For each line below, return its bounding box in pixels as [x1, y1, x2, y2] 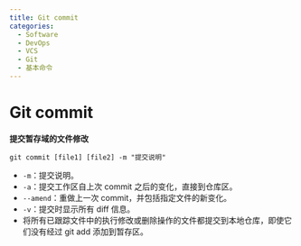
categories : [9, 22, 54, 31]
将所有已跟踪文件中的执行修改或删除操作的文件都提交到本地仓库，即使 [22, 214, 285, 225]
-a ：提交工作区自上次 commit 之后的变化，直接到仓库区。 [22, 181, 238, 192]
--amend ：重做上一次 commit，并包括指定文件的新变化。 [22, 192, 232, 203]
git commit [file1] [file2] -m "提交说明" [9, 152, 166, 162]
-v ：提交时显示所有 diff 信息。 [22, 204, 136, 214]
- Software [17, 30, 59, 39]
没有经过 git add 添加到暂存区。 [30, 226, 149, 237]
